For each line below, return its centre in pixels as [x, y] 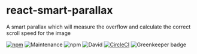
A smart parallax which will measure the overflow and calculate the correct [99, 27]
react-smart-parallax [60, 10]
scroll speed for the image [38, 33]
